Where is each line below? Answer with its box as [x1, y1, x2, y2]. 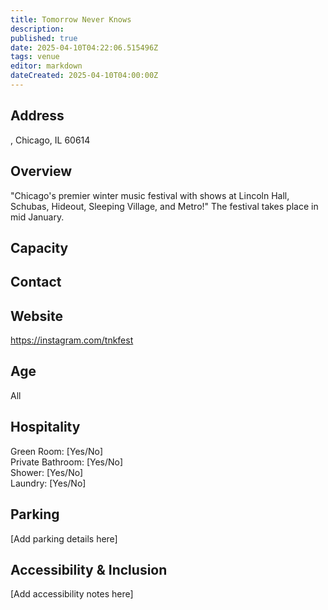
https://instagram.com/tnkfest [10, 334, 134, 346]
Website [10, 307, 63, 325]
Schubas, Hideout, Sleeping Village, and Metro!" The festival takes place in [10, 200, 319, 212]
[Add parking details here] [10, 532, 118, 545]
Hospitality [10, 419, 81, 436]
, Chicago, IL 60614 [10, 134, 91, 146]
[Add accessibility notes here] [10, 588, 134, 600]
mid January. [10, 211, 65, 223]
